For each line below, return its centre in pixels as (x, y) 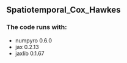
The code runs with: (37, 27)
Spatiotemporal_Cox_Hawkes (64, 10)
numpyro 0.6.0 (34, 40)
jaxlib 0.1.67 (30, 53)
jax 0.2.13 (27, 47)
